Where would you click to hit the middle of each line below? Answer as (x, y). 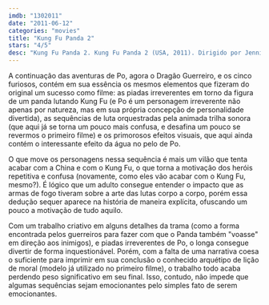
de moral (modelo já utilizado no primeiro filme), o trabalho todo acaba (124, 268)
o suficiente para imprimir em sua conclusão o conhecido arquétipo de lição (134, 260)
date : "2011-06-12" (41, 23)
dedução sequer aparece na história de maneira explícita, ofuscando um (128, 202)
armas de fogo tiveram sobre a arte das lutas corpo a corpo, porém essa (128, 193)
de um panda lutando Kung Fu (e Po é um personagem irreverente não (124, 101)
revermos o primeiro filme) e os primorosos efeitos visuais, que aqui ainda (130, 135)
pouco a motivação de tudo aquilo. (66, 210)
